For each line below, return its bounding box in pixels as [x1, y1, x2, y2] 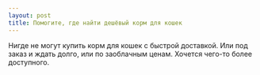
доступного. [8, 57, 50, 67]
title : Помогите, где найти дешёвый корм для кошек [8, 19, 182, 27]
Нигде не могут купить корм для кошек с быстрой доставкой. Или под [8, 40, 248, 50]
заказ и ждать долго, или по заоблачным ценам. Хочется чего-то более [8, 49, 252, 58]
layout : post [8, 11, 52, 20]
